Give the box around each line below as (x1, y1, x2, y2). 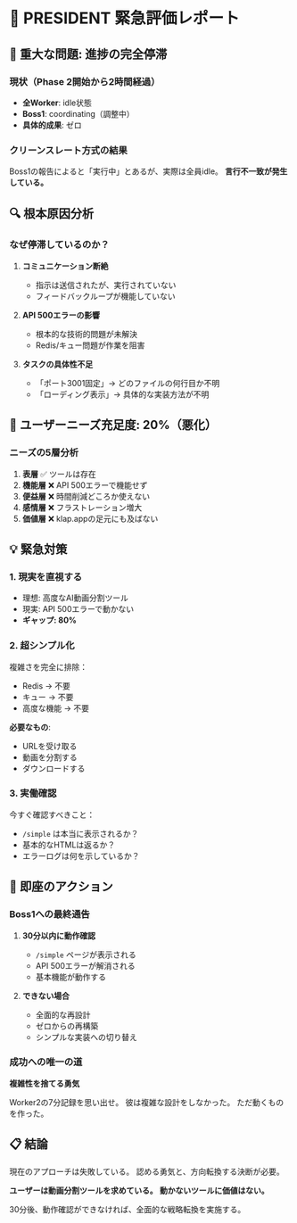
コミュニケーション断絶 (21, 260, 109, 271)
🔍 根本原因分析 (9, 206, 95, 221)
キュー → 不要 (21, 691, 74, 702)
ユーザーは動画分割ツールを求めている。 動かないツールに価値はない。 (9, 1185, 269, 1195)
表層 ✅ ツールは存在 (21, 468, 96, 479)
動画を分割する (21, 751, 78, 763)
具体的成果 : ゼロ (21, 120, 82, 130)
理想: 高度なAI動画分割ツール (21, 592, 129, 603)
